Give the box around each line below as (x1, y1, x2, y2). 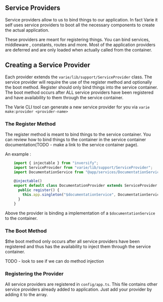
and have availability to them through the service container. (5, 94, 124, 100)
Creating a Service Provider (5, 61, 91, 70)
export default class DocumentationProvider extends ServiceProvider (14, 183, 158, 188)
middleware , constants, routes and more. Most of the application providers (5, 41, 156, 48)
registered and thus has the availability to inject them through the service (5, 243, 151, 249)
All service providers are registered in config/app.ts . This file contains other (5, 282, 158, 287)
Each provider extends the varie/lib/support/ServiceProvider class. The (5, 74, 152, 80)
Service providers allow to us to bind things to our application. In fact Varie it (5, 17, 158, 22)
